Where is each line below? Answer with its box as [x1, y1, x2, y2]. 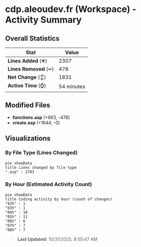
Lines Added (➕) [7, 58, 47, 64]
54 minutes [58, 83, 86, 90]
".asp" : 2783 [5, 169, 35, 174]
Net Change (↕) [7, 74, 46, 81]
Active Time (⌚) [7, 82, 46, 89]
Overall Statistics [5, 34, 60, 43]
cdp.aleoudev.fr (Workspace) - [5, 4, 137, 15]
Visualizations [5, 134, 51, 143]
